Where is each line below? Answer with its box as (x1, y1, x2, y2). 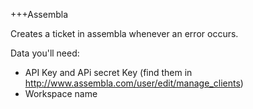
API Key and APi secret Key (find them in (24, 67, 193, 78)
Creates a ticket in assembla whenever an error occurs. (10, 28, 239, 39)
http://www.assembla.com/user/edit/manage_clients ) (24, 77, 244, 89)
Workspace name (24, 88, 98, 99)
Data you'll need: (10, 47, 80, 59)
